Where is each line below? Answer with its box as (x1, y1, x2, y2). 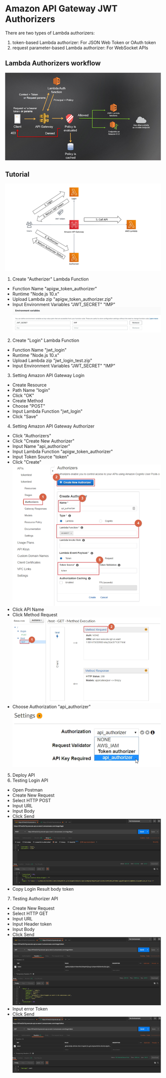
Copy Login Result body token (12, 886, 74, 892)
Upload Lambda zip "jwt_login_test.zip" (12, 358, 92, 364)
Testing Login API (12, 777, 48, 783)
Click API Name (12, 606, 44, 612)
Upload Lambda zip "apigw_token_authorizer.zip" (12, 296, 113, 302)
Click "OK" (12, 392, 35, 399)
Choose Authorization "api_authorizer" (12, 703, 91, 709)
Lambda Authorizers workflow (5, 59, 101, 67)
